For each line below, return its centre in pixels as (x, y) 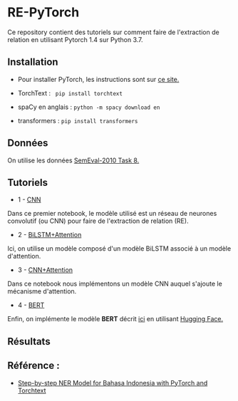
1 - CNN (29, 199)
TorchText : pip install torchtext (70, 93)
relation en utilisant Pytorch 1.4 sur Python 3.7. (76, 39)
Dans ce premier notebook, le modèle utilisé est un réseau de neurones (112, 214)
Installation (33, 62)
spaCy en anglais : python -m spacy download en (89, 107)
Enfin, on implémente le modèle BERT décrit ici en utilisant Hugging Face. (115, 319)
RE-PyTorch (43, 12)
